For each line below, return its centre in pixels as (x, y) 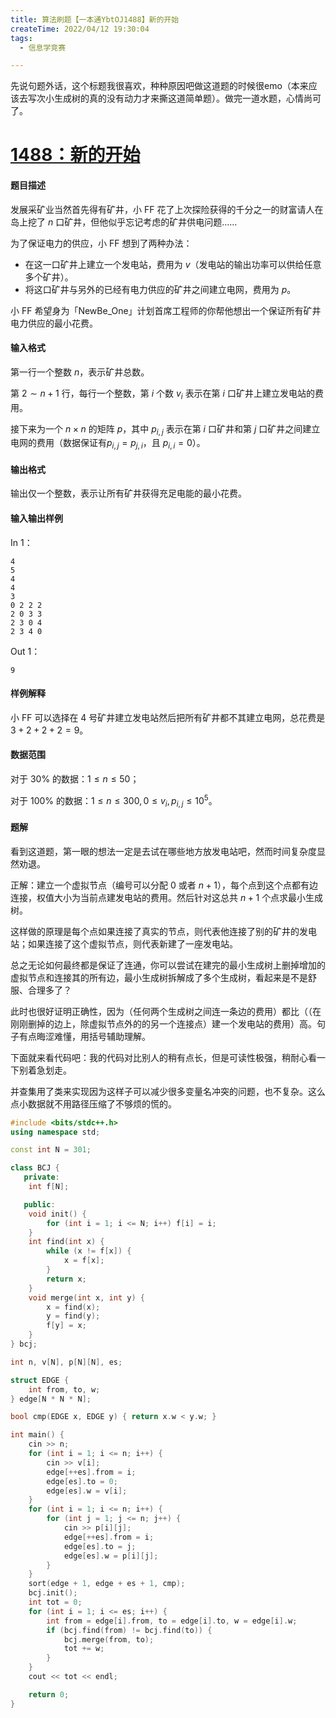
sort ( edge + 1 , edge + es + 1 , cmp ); (107, 1584)
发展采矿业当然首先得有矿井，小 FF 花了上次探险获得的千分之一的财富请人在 (167, 209)
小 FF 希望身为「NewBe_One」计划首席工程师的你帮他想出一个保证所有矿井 (166, 310)
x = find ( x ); (73, 1307)
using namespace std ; (55, 1132)
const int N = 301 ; (51, 1150)
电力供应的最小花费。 (54, 323)
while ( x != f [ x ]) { (89, 1251)
